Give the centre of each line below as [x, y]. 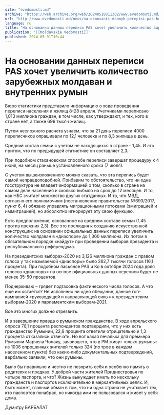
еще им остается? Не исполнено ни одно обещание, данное [68, 291]
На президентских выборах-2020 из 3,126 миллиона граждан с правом [80, 256]
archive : [14, 14]
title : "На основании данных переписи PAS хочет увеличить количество [78, 28]
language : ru [18, 23]
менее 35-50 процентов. [31, 277]
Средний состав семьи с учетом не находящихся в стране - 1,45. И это [80, 145]
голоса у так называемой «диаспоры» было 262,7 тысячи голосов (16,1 [79, 261]
